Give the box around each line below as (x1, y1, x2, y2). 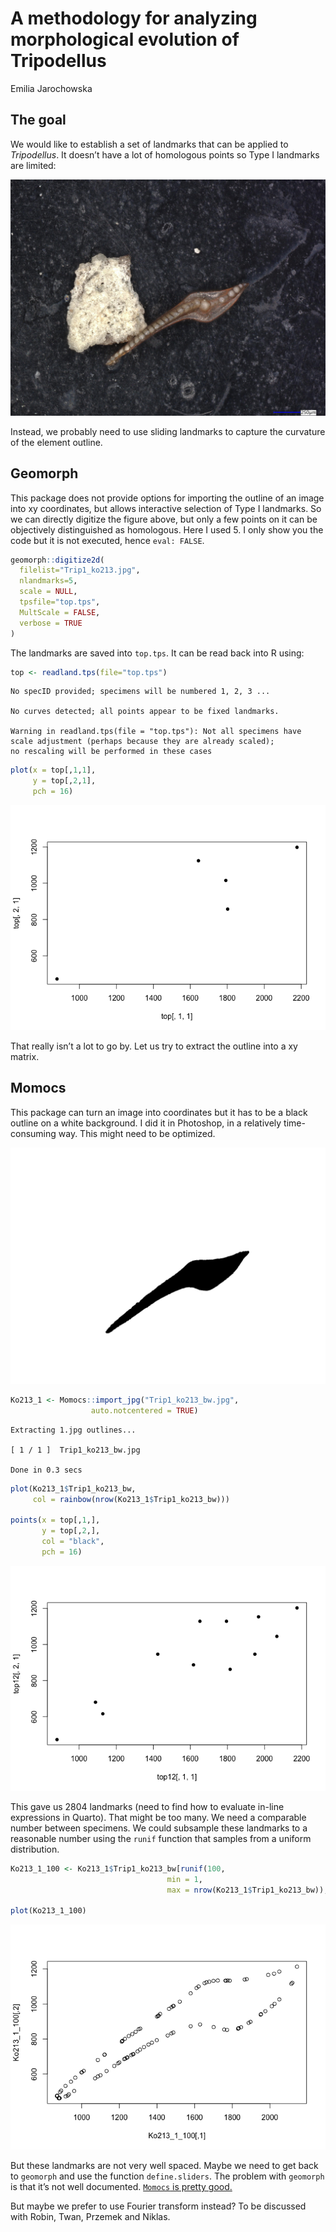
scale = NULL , (19, 587, 78, 597)
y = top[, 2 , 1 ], (32, 776, 97, 786)
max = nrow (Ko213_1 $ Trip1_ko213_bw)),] (166, 1885, 333, 1895)
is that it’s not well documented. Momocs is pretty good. (10, 2181, 233, 2193)
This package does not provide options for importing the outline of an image (10, 492, 325, 504)
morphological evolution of (10, 28, 240, 51)
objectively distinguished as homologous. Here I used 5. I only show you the (10, 523, 324, 536)
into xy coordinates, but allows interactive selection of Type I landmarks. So (10, 502, 322, 514)
